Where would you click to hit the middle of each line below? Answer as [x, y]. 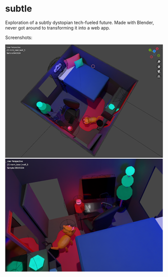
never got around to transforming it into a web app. [58, 27]
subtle [19, 9]
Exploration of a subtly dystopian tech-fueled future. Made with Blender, [79, 22]
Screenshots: [19, 37]
